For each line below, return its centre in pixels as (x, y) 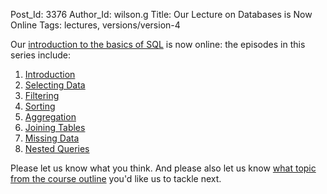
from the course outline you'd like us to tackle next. (116, 178)
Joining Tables (55, 127)
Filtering (42, 95)
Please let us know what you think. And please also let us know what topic (163, 168)
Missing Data (52, 138)
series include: (40, 55)
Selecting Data (55, 85)
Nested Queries (57, 148)
